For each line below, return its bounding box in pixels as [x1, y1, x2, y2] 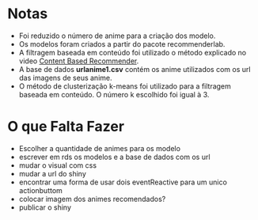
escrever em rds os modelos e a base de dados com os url [18, 152, 211, 161]
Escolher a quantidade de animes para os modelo [18, 143, 181, 153]
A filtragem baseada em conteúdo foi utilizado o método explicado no [18, 47, 247, 57]
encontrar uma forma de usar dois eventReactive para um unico [18, 177, 227, 187]
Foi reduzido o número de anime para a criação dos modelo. [18, 31, 216, 40]
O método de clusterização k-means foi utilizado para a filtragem [18, 81, 231, 91]
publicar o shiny [18, 203, 72, 212]
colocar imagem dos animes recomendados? [18, 194, 166, 203]
